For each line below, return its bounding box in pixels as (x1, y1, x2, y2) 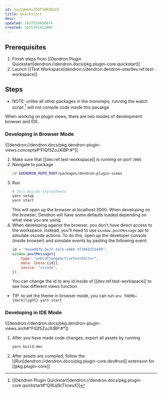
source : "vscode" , (21, 265, 58, 270)
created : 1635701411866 (5, 25, 53, 30)
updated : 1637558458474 (5, 20, 53, 26)
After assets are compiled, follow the (12, 353, 85, 359)
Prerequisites (5, 43, 46, 51)
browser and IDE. (5, 119, 40, 125)
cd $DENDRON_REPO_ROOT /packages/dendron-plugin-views (12, 171, 122, 176)
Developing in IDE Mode (5, 309, 62, 316)
